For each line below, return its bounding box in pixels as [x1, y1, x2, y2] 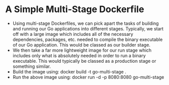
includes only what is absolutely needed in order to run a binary [12, 52, 146, 59]
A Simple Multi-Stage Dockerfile [5, 4, 145, 15]
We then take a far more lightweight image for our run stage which [12, 47, 152, 53]
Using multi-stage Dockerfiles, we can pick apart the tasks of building [12, 20, 159, 26]
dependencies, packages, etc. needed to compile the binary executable [12, 36, 163, 42]
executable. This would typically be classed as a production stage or [12, 58, 156, 64]
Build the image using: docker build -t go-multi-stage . [12, 68, 126, 74]
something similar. [12, 63, 51, 69]
